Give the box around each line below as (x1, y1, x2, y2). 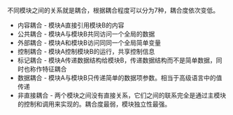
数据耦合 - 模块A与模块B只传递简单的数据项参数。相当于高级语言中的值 (17, 74, 223, 82)
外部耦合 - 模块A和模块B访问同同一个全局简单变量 (17, 39, 161, 47)
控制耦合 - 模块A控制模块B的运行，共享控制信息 (17, 48, 155, 55)
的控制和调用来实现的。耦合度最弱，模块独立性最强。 (17, 100, 171, 108)
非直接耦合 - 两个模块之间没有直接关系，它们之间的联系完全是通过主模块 (17, 91, 227, 100)
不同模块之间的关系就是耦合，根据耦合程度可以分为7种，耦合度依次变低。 (7, 6, 219, 14)
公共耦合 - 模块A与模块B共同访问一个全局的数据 (17, 30, 155, 38)
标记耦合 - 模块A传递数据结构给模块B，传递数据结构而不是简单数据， (17, 56, 216, 65)
